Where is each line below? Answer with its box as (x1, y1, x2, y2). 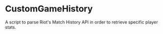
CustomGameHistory (5, 3, 93, 14)
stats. (5, 24, 16, 30)
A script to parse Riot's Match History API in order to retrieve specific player (5, 19, 158, 25)
